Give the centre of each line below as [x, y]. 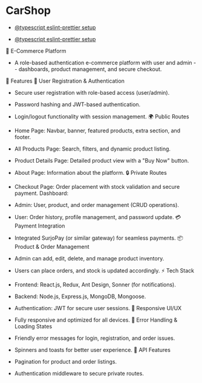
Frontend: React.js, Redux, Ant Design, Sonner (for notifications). [95, 284]
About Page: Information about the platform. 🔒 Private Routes [90, 172]
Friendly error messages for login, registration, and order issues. [95, 338]
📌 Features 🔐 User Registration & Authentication [65, 81]
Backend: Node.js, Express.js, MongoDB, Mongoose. [80, 296]
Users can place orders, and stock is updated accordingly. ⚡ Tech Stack [104, 270]
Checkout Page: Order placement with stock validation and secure [97, 186]
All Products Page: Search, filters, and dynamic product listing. [92, 149]
